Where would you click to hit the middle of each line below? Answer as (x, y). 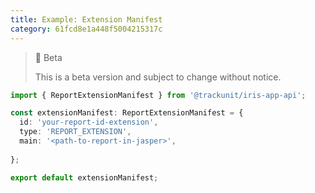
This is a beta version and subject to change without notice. (158, 77)
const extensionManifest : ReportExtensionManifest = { (127, 113)
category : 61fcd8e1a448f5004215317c (86, 29)
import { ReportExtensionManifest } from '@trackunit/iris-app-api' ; (158, 95)
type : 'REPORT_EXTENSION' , (75, 132)
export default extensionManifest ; (84, 177)
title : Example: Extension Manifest (86, 19)
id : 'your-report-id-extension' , (89, 122)
